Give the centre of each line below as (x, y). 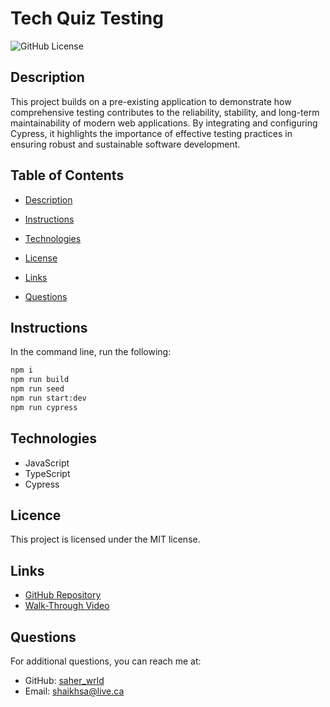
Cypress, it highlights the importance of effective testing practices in (151, 133)
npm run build (40, 380)
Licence (36, 515)
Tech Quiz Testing (87, 18)
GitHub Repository (63, 595)
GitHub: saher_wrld (64, 680)
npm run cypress (44, 407)
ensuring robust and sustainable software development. (125, 144)
